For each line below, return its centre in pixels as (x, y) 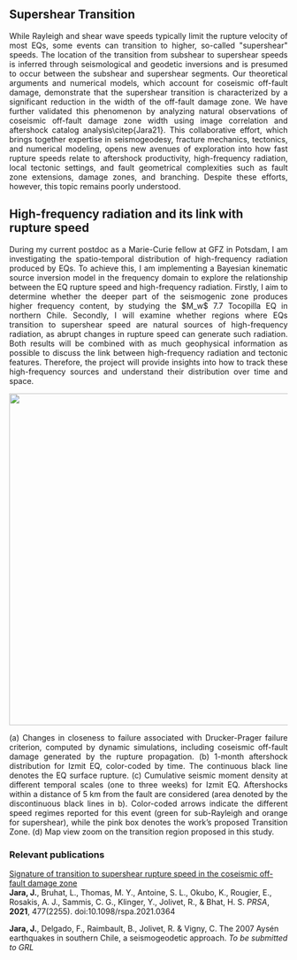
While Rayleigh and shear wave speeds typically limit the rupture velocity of (148, 35)
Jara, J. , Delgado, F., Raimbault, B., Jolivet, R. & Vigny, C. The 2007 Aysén (144, 928)
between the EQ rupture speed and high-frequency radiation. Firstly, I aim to (148, 287)
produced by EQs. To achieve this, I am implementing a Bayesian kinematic (148, 268)
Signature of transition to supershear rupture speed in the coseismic (133, 873)
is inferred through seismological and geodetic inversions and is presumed (148, 64)
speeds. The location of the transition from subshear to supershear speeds (148, 54)
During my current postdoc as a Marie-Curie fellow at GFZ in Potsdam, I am (148, 249)
